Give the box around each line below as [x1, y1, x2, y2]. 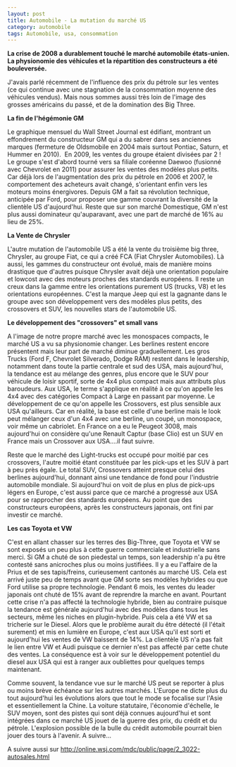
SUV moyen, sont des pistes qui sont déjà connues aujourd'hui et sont [7, 709, 211, 718]
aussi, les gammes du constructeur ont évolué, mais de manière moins [7, 260, 212, 269]
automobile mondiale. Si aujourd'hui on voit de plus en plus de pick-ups [7, 481, 215, 489]
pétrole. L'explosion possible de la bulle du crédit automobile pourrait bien [7, 724, 222, 732]
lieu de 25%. [7, 218, 44, 226]
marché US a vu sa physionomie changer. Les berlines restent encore [7, 340, 209, 348]
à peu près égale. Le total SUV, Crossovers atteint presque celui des [7, 466, 205, 474]
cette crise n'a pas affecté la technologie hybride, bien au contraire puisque [7, 598, 228, 606]
